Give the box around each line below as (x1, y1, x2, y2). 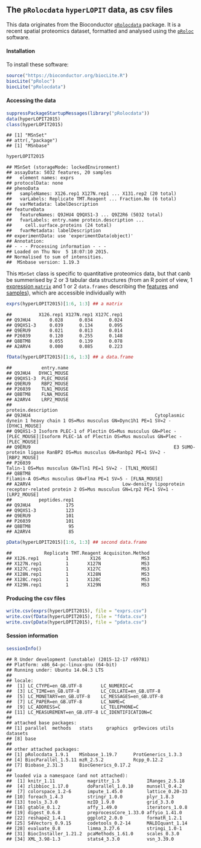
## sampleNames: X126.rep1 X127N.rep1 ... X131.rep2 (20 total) (6, 191, 177, 197)
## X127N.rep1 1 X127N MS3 (6, 561, 150, 567)
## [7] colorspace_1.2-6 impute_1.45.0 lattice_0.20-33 (6, 788, 188, 794)
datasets (6, 730, 28, 736)
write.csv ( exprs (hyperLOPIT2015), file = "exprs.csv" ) (6, 608, 147, 614)
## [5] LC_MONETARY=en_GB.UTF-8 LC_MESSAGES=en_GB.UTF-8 (6, 693, 164, 700)
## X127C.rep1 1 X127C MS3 (6, 566, 150, 572)
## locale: (6, 677, 34, 684)
